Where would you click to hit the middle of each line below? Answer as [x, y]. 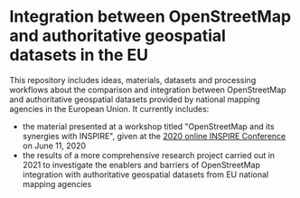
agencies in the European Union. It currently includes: [109, 108]
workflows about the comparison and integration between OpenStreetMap [148, 90]
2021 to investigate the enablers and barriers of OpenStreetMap [141, 165]
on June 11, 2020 [54, 146]
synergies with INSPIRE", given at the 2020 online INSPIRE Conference [154, 136]
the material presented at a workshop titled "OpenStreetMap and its [148, 126]
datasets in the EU [79, 55]
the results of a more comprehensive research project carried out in [149, 155]
